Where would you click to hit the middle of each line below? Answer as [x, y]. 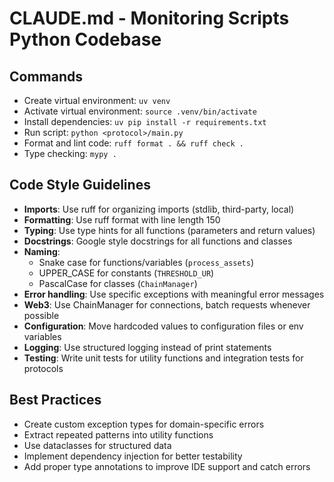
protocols [43, 368]
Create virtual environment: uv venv [97, 100]
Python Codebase [85, 39]
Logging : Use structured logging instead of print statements [147, 347]
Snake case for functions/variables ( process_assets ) [146, 262]
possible [41, 315]
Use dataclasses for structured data [97, 445]
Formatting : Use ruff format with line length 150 [122, 219]
